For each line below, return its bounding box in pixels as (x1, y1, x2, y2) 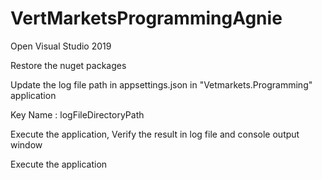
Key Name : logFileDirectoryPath (10, 108, 145, 121)
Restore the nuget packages (10, 59, 127, 71)
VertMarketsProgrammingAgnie (10, 7, 283, 30)
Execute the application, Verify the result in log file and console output (10, 128, 300, 140)
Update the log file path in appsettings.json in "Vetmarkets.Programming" (10, 78, 313, 91)
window (10, 138, 43, 151)
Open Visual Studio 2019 (10, 40, 112, 52)
